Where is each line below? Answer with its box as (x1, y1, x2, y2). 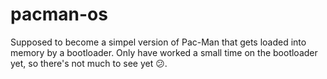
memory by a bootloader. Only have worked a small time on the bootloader (10, 46, 318, 58)
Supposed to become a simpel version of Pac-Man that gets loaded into (10, 36, 307, 48)
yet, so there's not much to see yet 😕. (10, 57, 168, 69)
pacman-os (10, 3, 108, 26)
